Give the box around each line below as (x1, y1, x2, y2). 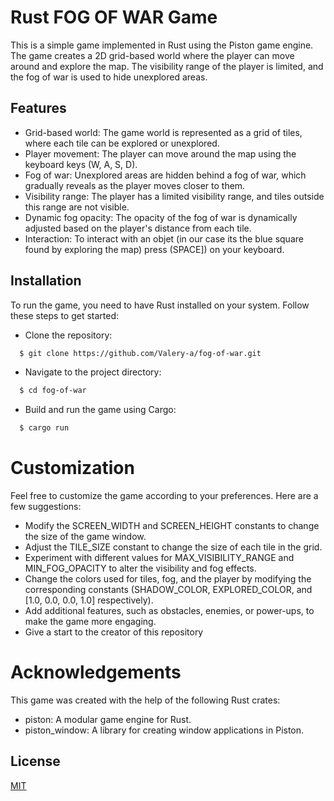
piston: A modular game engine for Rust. (24, 714, 192, 726)
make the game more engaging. (24, 616, 157, 628)
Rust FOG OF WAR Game (10, 6, 218, 29)
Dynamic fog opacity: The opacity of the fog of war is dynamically (24, 211, 298, 223)
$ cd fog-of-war (19, 386, 87, 396)
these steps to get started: (10, 309, 120, 321)
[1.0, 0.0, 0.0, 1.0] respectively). (24, 594, 154, 606)
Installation (10, 272, 82, 290)
